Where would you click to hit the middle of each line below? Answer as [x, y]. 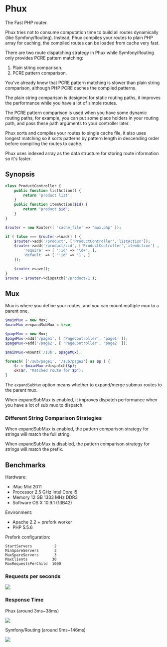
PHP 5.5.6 [23, 527]
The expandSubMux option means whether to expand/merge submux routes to [83, 385]
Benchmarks [25, 465]
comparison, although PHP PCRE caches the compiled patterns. [71, 88]
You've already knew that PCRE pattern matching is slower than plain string [83, 83]
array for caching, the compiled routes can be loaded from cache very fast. [83, 43]
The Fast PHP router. [27, 23]
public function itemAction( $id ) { [51, 205]
